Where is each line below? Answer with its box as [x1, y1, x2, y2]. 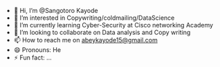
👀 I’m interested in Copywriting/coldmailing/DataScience [13, 14, 175, 22]
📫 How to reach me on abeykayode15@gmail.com [13, 36, 158, 44]
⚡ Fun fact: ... [13, 53, 52, 62]
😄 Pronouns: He [13, 46, 61, 54]
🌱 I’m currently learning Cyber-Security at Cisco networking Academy [13, 21, 213, 29]
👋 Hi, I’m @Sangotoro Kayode [13, 7, 98, 14]
